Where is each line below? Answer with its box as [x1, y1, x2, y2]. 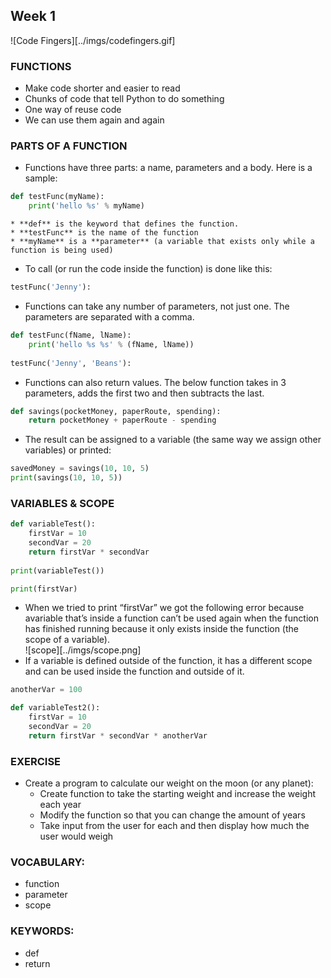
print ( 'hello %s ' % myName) [28, 201, 145, 211]
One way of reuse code [24, 104, 122, 116]
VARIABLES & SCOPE [10, 496, 115, 510]
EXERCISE [10, 754, 62, 768]
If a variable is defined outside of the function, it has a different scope [24, 655, 313, 667]
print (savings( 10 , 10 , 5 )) [10, 473, 123, 483]
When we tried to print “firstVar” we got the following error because [24, 602, 305, 614]
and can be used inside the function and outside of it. [24, 665, 245, 678]
